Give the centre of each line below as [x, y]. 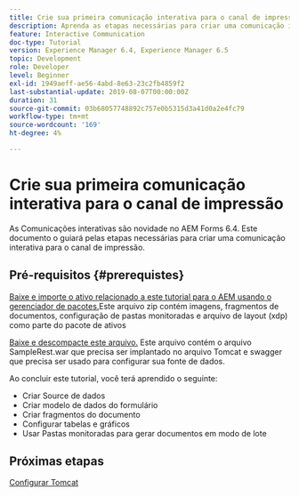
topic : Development [45, 59]
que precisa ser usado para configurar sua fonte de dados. [117, 361]
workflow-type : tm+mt [49, 116]
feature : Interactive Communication [77, 34]
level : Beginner [39, 76]
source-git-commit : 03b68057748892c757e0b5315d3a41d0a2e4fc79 [127, 108]
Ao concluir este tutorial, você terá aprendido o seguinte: [113, 378]
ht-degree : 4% [36, 133]
